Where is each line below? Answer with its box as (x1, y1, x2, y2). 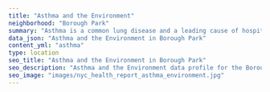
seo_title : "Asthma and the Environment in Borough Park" (8, 57, 207, 65)
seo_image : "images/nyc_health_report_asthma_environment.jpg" (8, 71, 225, 79)
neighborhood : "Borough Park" (8, 19, 110, 27)
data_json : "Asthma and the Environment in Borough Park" (8, 34, 207, 42)
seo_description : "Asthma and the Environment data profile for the (8, 64, 243, 72)
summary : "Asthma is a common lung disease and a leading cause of (8, 26, 239, 34)
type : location (8, 49, 59, 57)
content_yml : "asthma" (8, 42, 84, 50)
